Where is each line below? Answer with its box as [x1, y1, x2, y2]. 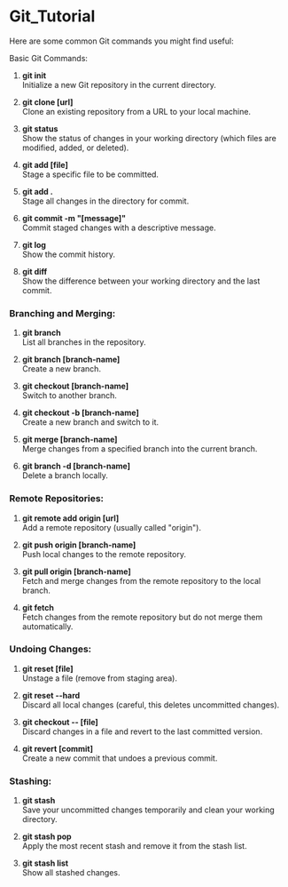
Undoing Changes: [9, 643, 92, 655]
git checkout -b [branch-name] [21, 407, 139, 419]
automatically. [21, 620, 74, 632]
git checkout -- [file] [21, 716, 99, 727]
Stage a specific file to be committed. [21, 169, 160, 180]
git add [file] [21, 159, 68, 170]
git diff [21, 266, 48, 276]
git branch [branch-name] [21, 354, 121, 365]
